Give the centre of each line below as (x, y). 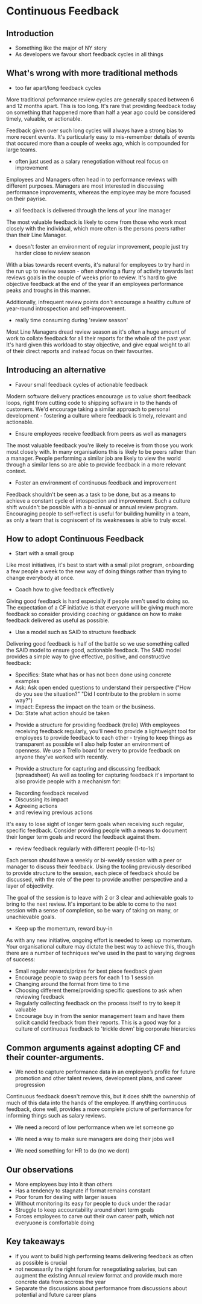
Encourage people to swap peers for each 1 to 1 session (84, 978)
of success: (21, 959)
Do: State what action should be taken (62, 713)
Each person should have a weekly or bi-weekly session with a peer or (94, 860)
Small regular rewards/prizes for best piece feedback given (89, 971)
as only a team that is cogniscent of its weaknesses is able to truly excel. (96, 520)
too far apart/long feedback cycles (58, 87)
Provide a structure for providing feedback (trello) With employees (97, 725)
